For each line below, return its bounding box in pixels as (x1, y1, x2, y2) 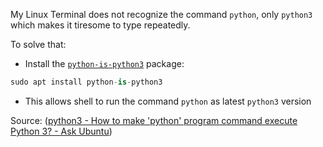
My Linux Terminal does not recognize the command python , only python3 (10, 9, 313, 20)
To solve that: (10, 39, 67, 50)
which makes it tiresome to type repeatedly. (10, 19, 191, 31)
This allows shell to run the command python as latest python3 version (24, 95, 312, 107)
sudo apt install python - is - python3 (10, 77, 163, 87)
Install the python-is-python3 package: (24, 58, 185, 69)
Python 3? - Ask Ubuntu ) (10, 125, 113, 137)
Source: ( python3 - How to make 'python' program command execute (10, 114, 298, 126)
